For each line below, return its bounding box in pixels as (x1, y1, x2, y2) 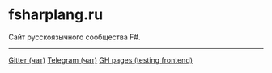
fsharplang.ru (8, 6, 104, 24)
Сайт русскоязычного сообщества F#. (8, 32, 141, 42)
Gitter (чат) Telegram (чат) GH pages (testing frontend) (8, 55, 193, 65)
